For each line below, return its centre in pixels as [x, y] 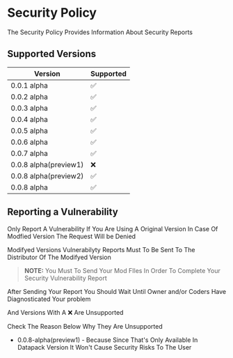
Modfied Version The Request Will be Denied [72, 236]
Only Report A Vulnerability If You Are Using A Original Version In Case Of [113, 228]
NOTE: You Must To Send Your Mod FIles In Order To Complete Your [122, 270]
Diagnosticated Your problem [49, 299]
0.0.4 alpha [30, 119]
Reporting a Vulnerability [63, 212]
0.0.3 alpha [30, 108]
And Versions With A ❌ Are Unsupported [65, 312]
